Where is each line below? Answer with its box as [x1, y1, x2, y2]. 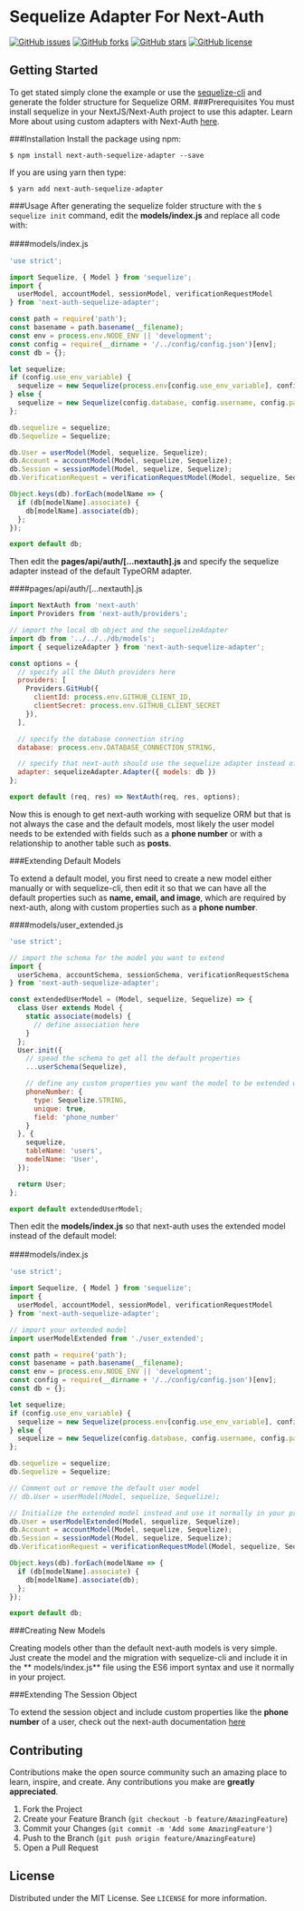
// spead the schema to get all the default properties [25, 1054, 242, 1063]
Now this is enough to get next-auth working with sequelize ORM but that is [9, 808, 291, 819]
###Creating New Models [9, 1625, 106, 1636]
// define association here [33, 1020, 140, 1029]
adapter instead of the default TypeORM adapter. [9, 565, 193, 577]
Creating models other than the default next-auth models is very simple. [9, 1642, 278, 1653]
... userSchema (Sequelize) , [25, 1063, 128, 1072]
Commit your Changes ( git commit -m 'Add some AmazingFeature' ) [22, 1823, 273, 1834]
